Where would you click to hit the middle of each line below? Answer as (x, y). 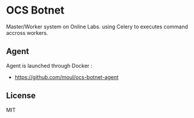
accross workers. (27, 32)
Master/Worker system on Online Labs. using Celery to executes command (97, 27)
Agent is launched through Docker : (49, 65)
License (21, 96)
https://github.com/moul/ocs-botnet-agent (67, 77)
